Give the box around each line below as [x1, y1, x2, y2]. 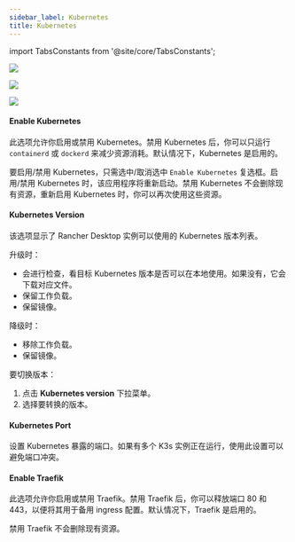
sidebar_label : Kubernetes [9, 12, 109, 22]
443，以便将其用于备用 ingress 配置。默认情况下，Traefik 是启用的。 [9, 505, 261, 515]
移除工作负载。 [21, 339, 77, 350]
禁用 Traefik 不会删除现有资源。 [9, 523, 125, 534]
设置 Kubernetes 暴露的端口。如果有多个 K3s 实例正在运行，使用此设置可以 [9, 441, 284, 452]
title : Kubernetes [9, 21, 77, 30]
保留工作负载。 [21, 290, 77, 301]
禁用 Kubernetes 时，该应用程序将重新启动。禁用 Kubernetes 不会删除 [19, 177, 276, 188]
